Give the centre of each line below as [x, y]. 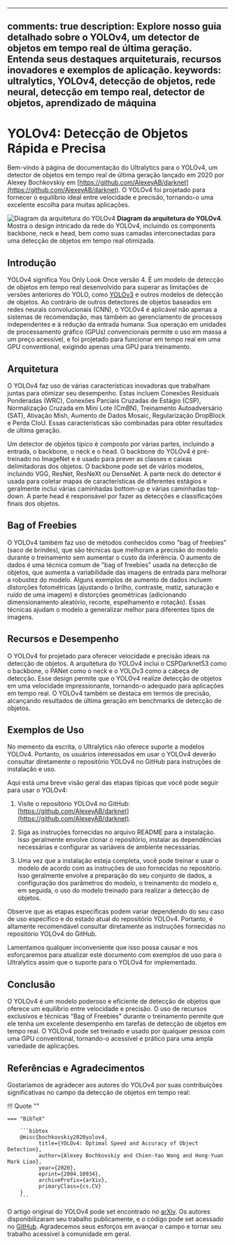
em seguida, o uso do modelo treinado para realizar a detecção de [113, 890]
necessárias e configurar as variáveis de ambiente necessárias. [109, 847]
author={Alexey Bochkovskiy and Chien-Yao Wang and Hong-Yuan [131, 1156]
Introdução [32, 263]
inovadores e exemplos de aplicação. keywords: [114, 70]
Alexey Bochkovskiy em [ [43, 182]
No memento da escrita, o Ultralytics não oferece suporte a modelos [106, 747]
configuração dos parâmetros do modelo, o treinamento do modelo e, [118, 883]
